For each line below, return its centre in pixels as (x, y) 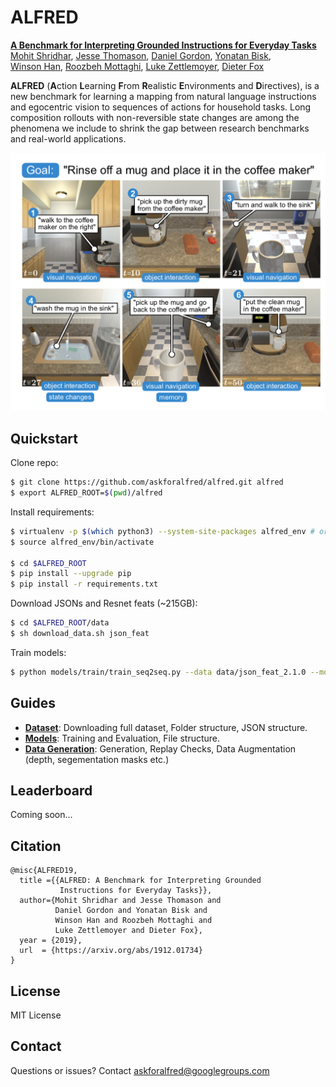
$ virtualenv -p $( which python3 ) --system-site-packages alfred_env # (162, 531)
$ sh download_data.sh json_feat (80, 634)
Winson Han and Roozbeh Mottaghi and (133, 921)
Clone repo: (34, 463)
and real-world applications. (68, 138)
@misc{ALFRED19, (44, 871)
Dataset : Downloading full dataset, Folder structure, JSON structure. (166, 727)
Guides (33, 703)
